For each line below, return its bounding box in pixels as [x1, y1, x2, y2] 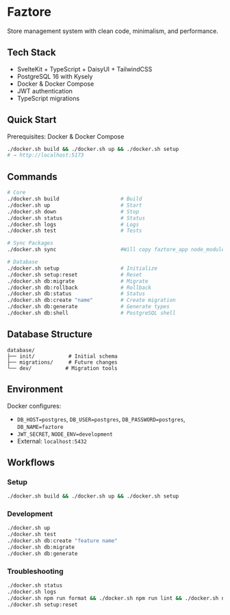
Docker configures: [7, 402, 62, 410]
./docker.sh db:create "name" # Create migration [7, 297, 176, 304]
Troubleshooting [7, 566, 64, 576]
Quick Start [7, 114, 57, 126]
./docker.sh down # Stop [7, 208, 139, 215]
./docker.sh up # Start [7, 202, 142, 209]
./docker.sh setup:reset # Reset [7, 271, 142, 278]
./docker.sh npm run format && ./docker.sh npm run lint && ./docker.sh [7, 594, 219, 601]
